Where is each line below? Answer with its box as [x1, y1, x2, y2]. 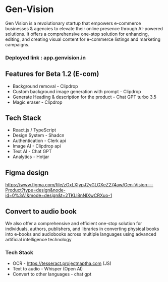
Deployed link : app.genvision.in [5, 54, 86, 61]
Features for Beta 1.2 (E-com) [5, 69, 99, 79]
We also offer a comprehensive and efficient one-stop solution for [5, 221, 142, 227]
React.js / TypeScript [12, 127, 57, 133]
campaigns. [5, 41, 30, 47]
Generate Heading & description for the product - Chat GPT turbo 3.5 [12, 94, 156, 100]
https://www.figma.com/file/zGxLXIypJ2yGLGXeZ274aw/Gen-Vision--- [5, 182, 153, 188]
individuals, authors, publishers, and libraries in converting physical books [5, 226, 159, 232]
